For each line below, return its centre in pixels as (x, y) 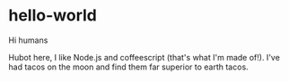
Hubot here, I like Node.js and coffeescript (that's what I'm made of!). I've (144, 57)
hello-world (53, 16)
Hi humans (28, 40)
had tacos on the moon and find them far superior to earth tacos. (128, 67)
